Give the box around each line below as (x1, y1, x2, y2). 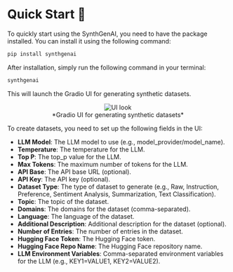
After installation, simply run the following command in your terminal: (7, 63, 206, 72)
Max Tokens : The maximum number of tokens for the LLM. (17, 160, 188, 168)
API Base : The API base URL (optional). (17, 168, 132, 176)
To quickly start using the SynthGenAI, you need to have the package (7, 29, 208, 38)
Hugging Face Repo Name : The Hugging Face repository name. (17, 242, 203, 250)
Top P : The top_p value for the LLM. (17, 152, 121, 161)
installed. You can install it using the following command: (7, 36, 171, 45)
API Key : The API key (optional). (17, 175, 111, 183)
